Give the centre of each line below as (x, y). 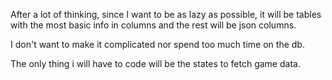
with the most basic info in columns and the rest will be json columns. (153, 25)
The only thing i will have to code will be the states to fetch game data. (155, 63)
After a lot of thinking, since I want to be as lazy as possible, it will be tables (166, 14)
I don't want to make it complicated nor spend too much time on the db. (157, 44)
